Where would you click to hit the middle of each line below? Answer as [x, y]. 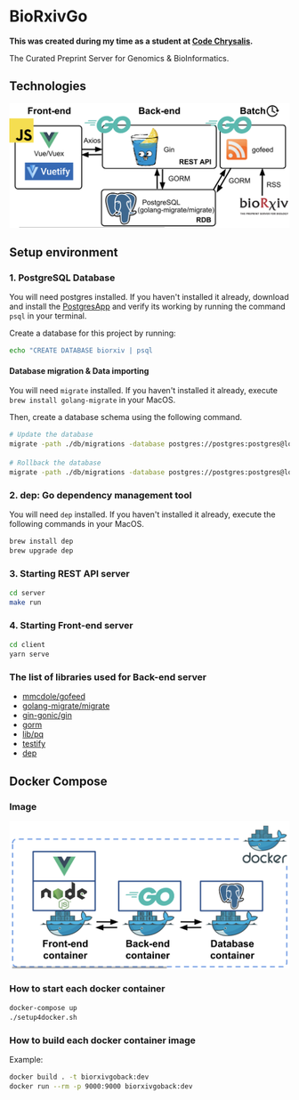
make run [25, 603]
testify [34, 744]
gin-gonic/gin [47, 716]
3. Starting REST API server [70, 573]
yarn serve [29, 655]
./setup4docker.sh [43, 1018]
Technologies [48, 86]
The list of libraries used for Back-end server [108, 676]
